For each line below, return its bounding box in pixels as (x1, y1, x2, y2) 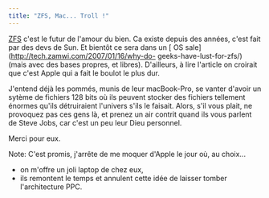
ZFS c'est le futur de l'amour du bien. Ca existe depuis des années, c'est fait (8, 34, 261, 43)
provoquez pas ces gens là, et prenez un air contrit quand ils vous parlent (8, 109, 252, 119)
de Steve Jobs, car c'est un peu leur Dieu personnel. (8, 118, 182, 127)
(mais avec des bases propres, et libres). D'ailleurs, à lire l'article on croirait (8, 60, 258, 69)
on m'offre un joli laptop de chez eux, (19, 164, 144, 174)
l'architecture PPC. (19, 182, 83, 192)
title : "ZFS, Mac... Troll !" (8, 11, 110, 20)
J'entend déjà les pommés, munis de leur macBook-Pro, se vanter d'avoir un (8, 84, 262, 93)
